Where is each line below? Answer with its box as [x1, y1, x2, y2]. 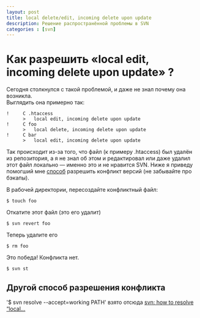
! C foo [6, 121, 37, 127]
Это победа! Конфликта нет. [6, 254, 80, 261]
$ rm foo [6, 243, 29, 249]
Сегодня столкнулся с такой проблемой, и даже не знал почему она [6, 86, 186, 93]
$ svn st [6, 266, 29, 272]
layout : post [6, 9, 40, 15]
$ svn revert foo [6, 221, 51, 227]
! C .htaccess [6, 111, 53, 117]
